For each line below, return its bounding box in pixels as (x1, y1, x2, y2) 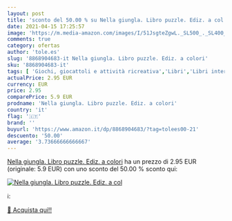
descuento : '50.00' (7, 132, 64, 139)
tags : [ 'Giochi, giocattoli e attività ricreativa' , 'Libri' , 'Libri (7, 68, 209, 75)
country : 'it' (7, 106, 48, 113)
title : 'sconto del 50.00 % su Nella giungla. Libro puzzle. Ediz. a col (7, 17, 224, 23)
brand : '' (7, 119, 36, 126)
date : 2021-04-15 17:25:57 (7, 23, 85, 30)
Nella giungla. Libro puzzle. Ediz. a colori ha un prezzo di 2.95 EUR (7, 157, 197, 166)
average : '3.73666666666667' (7, 139, 91, 146)
